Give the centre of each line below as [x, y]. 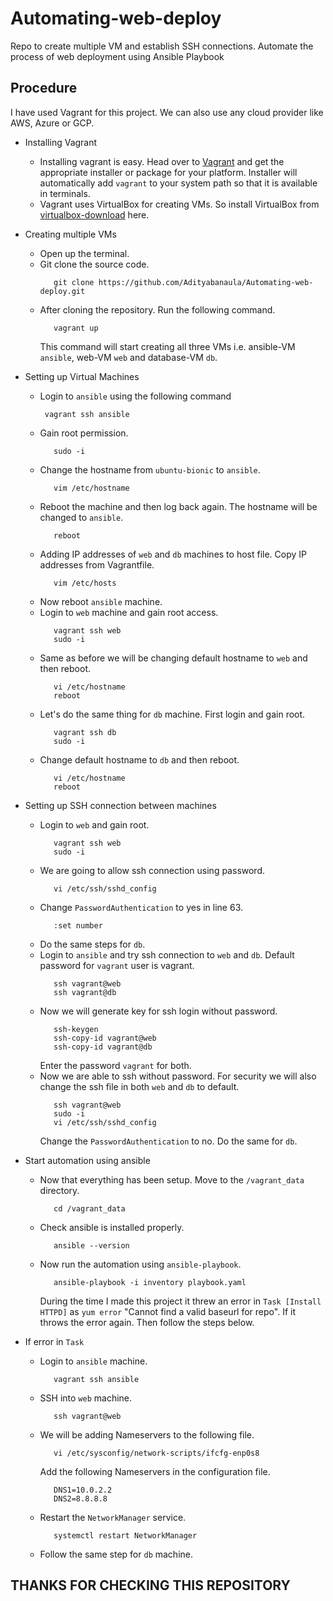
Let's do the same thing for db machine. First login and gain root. [172, 714]
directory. [59, 1190]
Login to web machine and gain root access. [129, 612]
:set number [78, 925]
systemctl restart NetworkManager [125, 1535]
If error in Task [54, 1341]
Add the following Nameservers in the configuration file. [155, 1471]
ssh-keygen [76, 1029]
